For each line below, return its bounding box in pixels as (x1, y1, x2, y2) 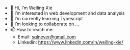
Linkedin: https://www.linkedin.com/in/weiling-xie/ (17, 39, 123, 45)
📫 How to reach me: (10, 27, 54, 32)
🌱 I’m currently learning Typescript (10, 16, 83, 21)
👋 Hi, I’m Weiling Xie (10, 5, 53, 11)
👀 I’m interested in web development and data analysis (10, 10, 125, 16)
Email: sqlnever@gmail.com (17, 34, 76, 40)
